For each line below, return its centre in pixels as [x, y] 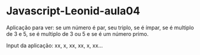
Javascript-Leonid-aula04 [73, 11]
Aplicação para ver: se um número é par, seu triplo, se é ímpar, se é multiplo [100, 27]
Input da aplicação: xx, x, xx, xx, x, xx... [54, 45]
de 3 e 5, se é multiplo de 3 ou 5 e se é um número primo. [77, 33]
